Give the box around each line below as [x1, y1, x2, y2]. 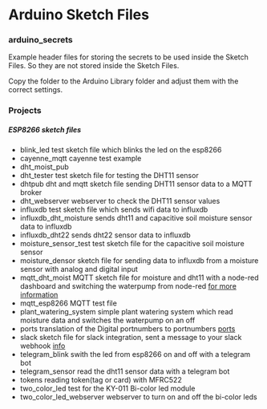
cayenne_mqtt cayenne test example [19, 154, 142, 164]
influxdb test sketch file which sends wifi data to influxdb [19, 204, 208, 214]
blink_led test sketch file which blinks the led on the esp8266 [19, 145, 222, 155]
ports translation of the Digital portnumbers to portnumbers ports [19, 324, 236, 334]
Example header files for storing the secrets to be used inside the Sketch [8, 52, 249, 62]
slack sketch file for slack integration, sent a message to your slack [19, 333, 242, 342]
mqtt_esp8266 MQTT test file [19, 298, 118, 308]
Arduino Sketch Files [8, 6, 150, 24]
